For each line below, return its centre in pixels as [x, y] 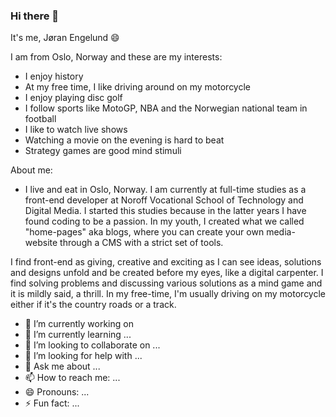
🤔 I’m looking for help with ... [83, 356]
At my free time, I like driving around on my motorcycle [138, 87]
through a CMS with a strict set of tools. [141, 243]
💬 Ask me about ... [62, 366]
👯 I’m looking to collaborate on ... [92, 345]
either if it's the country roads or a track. [93, 305]
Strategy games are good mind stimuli [103, 151]
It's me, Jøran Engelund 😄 [65, 38]
